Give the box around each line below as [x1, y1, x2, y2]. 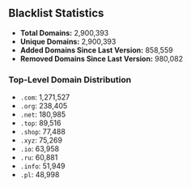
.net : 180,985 [19, 109, 66, 120]
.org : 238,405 [19, 101, 68, 111]
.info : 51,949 [19, 161, 66, 171]
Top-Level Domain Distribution [8, 74, 132, 85]
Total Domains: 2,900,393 [19, 28, 109, 37]
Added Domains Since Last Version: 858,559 [19, 45, 173, 55]
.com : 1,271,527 [19, 92, 70, 102]
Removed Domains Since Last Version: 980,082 [19, 53, 184, 63]
